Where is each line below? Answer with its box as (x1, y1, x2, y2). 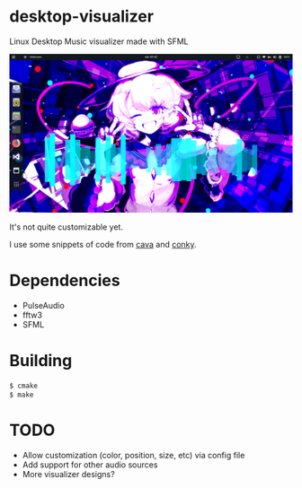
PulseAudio (22, 300, 65, 310)
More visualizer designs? (22, 468, 115, 479)
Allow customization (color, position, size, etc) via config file (22, 449, 245, 460)
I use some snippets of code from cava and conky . (9, 239, 197, 249)
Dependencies (9, 271, 120, 291)
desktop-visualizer (9, 6, 155, 27)
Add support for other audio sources (22, 459, 158, 470)
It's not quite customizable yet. (9, 222, 124, 232)
